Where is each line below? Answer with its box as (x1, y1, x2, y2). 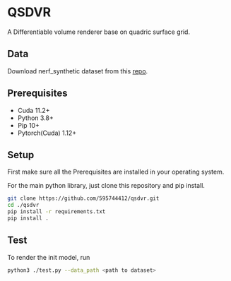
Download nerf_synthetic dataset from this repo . (7, 66, 148, 75)
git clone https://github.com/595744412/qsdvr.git (7, 195, 160, 202)
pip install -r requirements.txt (7, 208, 106, 215)
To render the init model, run (7, 253, 90, 261)
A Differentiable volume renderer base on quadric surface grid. (7, 28, 191, 36)
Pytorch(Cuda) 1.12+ (17, 128, 77, 137)
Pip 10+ (17, 121, 40, 129)
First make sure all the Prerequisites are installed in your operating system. (7, 167, 225, 177)
